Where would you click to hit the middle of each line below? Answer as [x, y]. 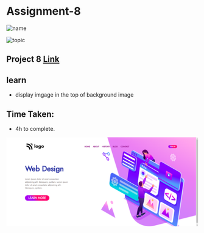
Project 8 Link [33, 59]
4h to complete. [35, 128]
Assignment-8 [44, 11]
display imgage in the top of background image [74, 95]
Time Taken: [30, 114]
